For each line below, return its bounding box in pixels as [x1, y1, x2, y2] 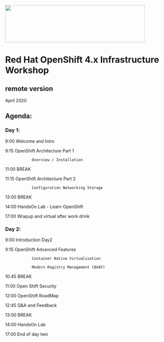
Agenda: [5, 112, 32, 121]
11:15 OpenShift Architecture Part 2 [5, 176, 76, 182]
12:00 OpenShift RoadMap [5, 292, 59, 298]
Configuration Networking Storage [31, 185, 103, 190]
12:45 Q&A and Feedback [5, 302, 57, 308]
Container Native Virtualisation [31, 256, 101, 261]
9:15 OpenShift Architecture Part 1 [5, 147, 74, 153]
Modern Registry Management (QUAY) [31, 265, 106, 270]
